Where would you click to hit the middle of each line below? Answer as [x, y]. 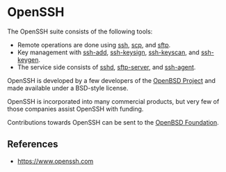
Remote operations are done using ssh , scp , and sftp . [94, 45]
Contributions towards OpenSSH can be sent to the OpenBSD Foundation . [113, 122]
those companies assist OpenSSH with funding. [75, 109]
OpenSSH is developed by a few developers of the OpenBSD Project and [111, 80]
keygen [28, 59]
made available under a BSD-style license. [68, 88]
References [33, 144]
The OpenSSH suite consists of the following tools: [80, 31]
